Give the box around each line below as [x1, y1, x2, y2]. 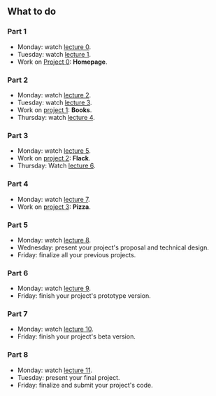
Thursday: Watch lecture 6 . [17, 161, 96, 170]
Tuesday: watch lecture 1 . [17, 50, 91, 58]
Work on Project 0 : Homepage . [17, 57, 108, 66]
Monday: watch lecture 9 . [17, 284, 92, 293]
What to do [7, 6, 57, 18]
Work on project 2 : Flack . [17, 154, 91, 163]
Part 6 [7, 268, 29, 278]
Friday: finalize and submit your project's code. [17, 381, 153, 389]
